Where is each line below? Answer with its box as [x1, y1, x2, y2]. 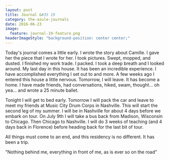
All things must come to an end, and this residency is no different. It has [5, 134, 155, 140]
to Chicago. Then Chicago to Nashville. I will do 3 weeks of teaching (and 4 [5, 118, 162, 125]
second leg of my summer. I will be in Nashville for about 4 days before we [5, 107, 161, 114]
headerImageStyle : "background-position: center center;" [5, 36, 130, 41]
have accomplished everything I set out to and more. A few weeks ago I [5, 71, 155, 77]
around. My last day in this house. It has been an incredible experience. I [5, 65, 157, 71]
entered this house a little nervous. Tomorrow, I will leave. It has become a [5, 76, 160, 83]
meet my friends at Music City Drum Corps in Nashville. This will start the [5, 102, 158, 108]
